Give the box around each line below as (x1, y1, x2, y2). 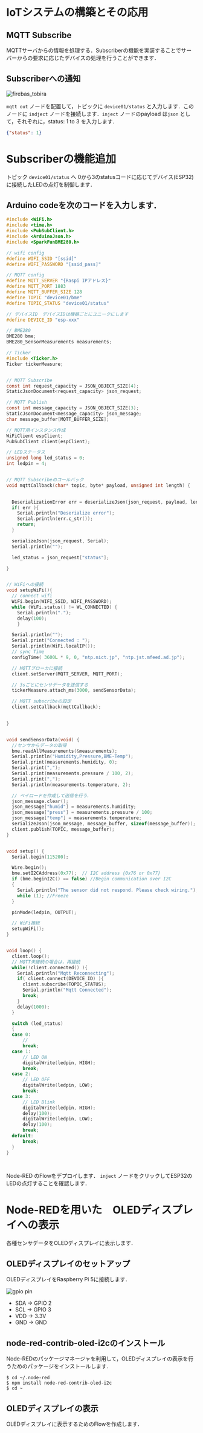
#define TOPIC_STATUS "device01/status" (6, 300, 110, 306)
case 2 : (11, 1071, 31, 1077)
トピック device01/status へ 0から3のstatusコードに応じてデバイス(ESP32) (6, 173, 195, 180)
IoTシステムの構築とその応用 (6, 5, 149, 19)
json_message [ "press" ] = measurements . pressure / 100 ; (11, 810, 153, 816)
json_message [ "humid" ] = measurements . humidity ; (11, 804, 137, 810)
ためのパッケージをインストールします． (11, 1363, 112, 1370)
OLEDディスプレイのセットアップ (6, 1258, 130, 1269)
